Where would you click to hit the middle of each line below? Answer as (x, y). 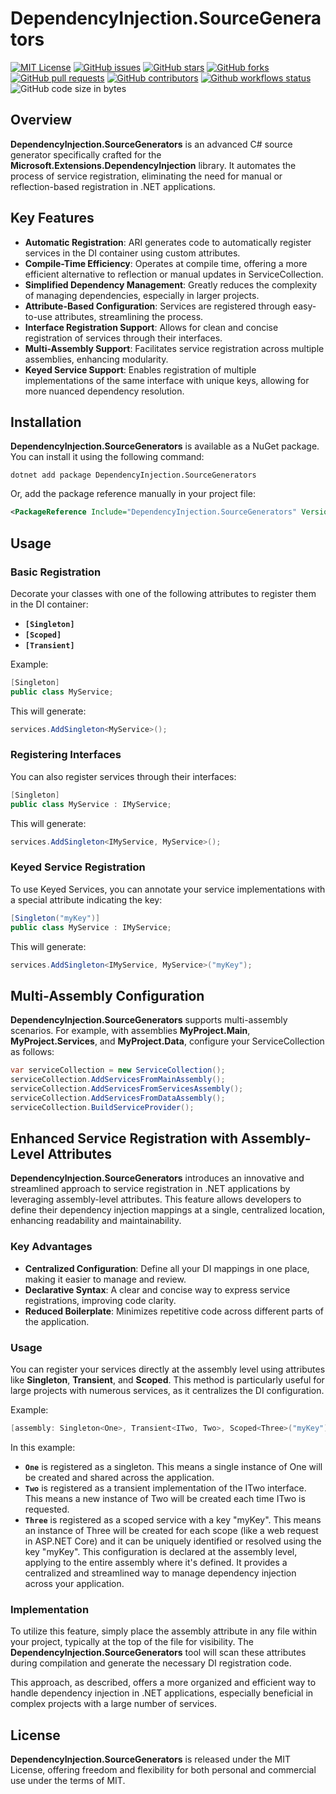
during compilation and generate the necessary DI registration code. (151, 1663)
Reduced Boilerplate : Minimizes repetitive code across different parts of (174, 1311)
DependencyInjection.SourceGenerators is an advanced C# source (151, 144)
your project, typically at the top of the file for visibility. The (132, 1642)
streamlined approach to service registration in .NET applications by (150, 1189)
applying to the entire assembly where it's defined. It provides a (156, 1562)
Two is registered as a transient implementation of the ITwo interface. (165, 1488)
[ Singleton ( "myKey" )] (55, 918)
